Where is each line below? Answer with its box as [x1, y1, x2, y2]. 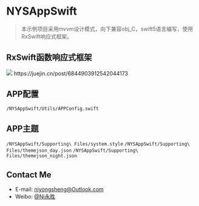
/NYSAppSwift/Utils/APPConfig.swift [6, 105, 99, 112]
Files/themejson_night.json [6, 153, 78, 159]
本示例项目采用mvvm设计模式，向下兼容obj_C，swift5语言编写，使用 [21, 25, 194, 32]
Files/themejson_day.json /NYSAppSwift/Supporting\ [6, 147, 138, 154]
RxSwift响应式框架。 [21, 32, 73, 40]
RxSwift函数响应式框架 [6, 52, 92, 63]
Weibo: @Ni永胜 [15, 193, 56, 201]
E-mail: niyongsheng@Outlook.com [15, 186, 104, 193]
